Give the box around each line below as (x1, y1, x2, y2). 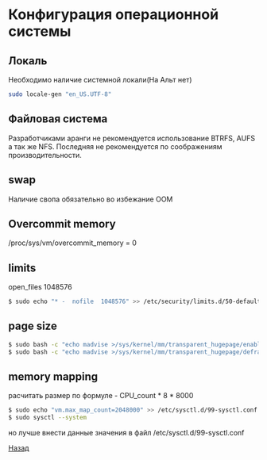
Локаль (8, 54, 48, 67)
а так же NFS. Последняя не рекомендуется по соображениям (8, 141, 222, 151)
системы (8, 22, 72, 40)
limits (8, 261, 37, 274)
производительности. (8, 150, 82, 159)
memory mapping (8, 370, 99, 383)
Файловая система (8, 113, 108, 126)
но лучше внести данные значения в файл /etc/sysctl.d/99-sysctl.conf (8, 428, 245, 438)
